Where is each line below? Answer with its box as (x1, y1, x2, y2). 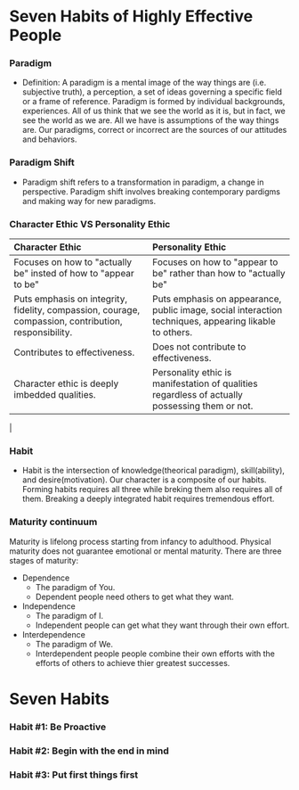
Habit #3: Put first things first (9, 769, 139, 781)
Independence (21, 600, 76, 612)
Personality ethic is (152, 366, 232, 379)
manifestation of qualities (152, 377, 258, 390)
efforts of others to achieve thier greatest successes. (35, 657, 230, 668)
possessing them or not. (152, 399, 254, 412)
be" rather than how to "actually (152, 267, 286, 280)
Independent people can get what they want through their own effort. (35, 620, 290, 630)
